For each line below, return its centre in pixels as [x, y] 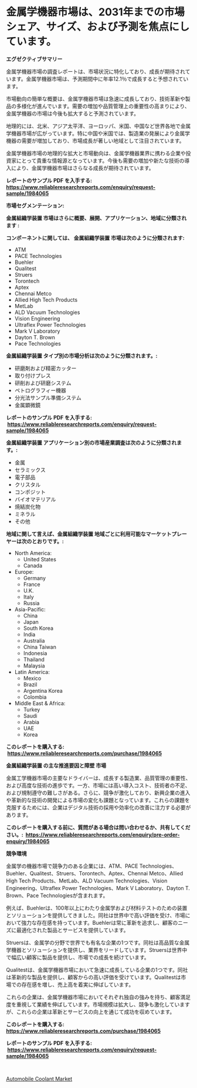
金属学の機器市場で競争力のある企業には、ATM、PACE [72, 866]
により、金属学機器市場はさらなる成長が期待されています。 [82, 168]
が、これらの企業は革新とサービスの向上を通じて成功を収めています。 [91, 1011]
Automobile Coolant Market [39, 1079]
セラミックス [30, 469]
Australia [34, 640]
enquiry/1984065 [28, 841]
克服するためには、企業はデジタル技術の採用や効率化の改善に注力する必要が [98, 807]
